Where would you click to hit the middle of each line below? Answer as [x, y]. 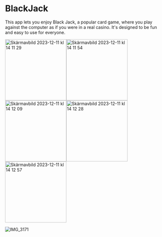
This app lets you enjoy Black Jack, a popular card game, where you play [79, 22]
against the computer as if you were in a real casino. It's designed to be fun [81, 27]
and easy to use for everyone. [35, 32]
